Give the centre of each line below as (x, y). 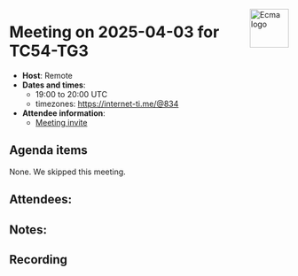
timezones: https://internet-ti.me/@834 (107, 103)
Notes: (28, 230)
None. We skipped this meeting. (67, 172)
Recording (39, 260)
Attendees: (41, 199)
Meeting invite (61, 122)
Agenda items (49, 150)
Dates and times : (54, 85)
